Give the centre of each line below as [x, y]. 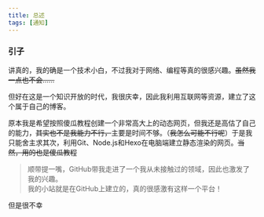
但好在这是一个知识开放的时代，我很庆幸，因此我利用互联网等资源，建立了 [128, 96]
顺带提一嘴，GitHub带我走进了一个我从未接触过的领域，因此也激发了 [138, 168]
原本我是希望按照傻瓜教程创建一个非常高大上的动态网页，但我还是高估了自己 [132, 123]
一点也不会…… [31, 80]
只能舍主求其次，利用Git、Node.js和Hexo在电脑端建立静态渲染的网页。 [123, 143]
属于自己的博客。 [42, 106]
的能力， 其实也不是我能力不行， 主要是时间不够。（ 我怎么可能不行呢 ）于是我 [130, 132]
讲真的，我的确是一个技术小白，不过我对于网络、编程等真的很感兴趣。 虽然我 [132, 70]
